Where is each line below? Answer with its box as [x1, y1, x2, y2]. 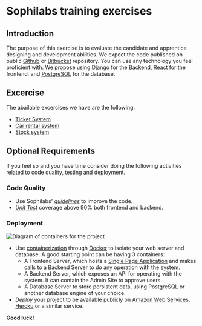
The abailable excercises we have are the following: [6, 104, 135, 111]
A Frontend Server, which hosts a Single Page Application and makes [24, 258, 197, 265]
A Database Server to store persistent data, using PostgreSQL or [24, 283, 185, 290]
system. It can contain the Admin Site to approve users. [24, 277, 162, 284]
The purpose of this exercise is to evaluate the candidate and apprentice [6, 44, 187, 52]
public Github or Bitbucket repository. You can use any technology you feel [6, 58, 193, 64]
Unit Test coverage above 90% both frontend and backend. [15, 204, 164, 211]
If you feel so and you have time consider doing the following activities [6, 162, 182, 169]
